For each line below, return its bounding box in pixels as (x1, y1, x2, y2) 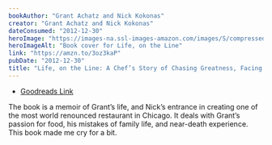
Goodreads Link (19, 86, 74, 96)
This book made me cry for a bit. (8, 127, 117, 137)
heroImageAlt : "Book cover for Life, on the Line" (8, 42, 183, 50)
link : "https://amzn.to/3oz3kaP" (8, 49, 121, 57)
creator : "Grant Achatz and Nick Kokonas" (8, 19, 154, 27)
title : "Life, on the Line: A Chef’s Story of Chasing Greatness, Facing (8, 64, 263, 72)
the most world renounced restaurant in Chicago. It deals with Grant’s (8, 110, 240, 120)
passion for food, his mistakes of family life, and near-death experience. (8, 118, 249, 129)
